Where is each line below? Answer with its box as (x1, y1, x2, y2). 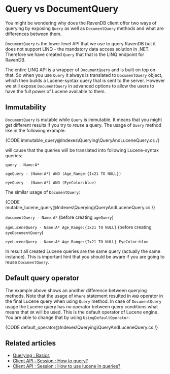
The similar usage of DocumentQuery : (5, 189, 80, 195)
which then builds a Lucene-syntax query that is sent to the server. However (5, 77, 165, 83)
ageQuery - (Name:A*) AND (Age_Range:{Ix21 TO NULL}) (5, 171, 122, 176)
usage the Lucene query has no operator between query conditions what (5, 303, 158, 309)
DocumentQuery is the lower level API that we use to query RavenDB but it (5, 40, 156, 46)
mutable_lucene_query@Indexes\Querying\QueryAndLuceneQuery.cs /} (5, 204, 156, 210)
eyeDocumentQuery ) (5, 229, 44, 236)
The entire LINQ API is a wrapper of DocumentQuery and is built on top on (5, 67, 156, 73)
